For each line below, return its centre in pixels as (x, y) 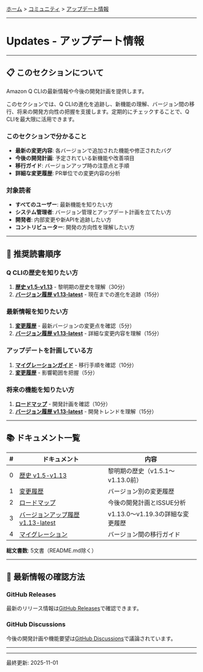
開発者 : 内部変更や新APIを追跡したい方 (63, 220)
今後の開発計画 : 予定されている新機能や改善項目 (75, 158)
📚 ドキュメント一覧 (43, 438)
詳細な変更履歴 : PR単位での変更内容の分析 (68, 173)
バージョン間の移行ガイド (144, 534)
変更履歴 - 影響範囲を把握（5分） (56, 372)
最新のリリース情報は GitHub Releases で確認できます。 (74, 609)
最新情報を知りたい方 (37, 311)
